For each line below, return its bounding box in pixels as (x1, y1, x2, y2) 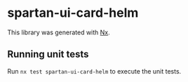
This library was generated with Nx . (7, 28, 110, 36)
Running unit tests (7, 48, 89, 60)
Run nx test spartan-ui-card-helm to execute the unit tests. (7, 67, 182, 75)
